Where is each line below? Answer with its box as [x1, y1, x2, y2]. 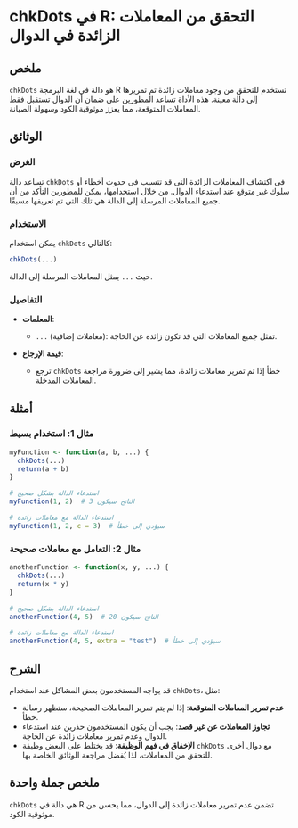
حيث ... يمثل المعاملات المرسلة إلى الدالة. [9, 270, 153, 282]
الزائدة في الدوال [9, 25, 121, 46]
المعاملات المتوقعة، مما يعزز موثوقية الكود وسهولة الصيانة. [9, 103, 201, 113]
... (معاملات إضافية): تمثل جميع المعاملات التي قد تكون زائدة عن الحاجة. [35, 331, 278, 342]
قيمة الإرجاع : [21, 348, 64, 359]
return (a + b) [17, 464, 69, 474]
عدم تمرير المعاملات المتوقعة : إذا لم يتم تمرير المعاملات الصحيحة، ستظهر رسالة [21, 702, 285, 713]
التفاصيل [9, 293, 43, 305]
